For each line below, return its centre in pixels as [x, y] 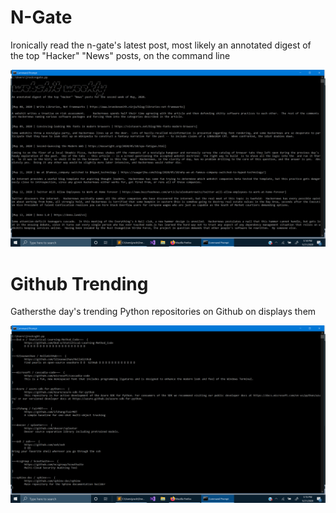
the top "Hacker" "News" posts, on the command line [120, 55]
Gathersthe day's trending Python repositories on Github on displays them [163, 312]
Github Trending [79, 283]
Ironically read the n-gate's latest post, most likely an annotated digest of [161, 45]
